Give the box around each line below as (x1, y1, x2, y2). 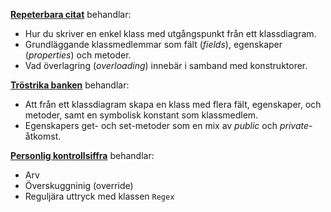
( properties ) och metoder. (24, 49, 132, 61)
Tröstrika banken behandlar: (10, 79, 130, 91)
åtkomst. (24, 130, 62, 142)
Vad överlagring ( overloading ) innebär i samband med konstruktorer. (24, 60, 308, 71)
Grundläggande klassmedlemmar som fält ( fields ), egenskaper (24, 39, 283, 50)
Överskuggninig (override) (24, 180, 134, 191)
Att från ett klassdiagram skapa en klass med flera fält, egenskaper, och (24, 99, 322, 110)
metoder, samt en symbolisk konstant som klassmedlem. (24, 109, 259, 121)
